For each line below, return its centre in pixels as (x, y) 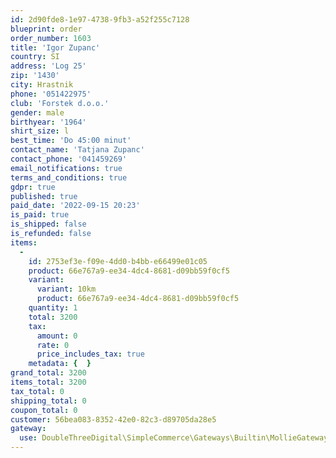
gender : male (37, 112)
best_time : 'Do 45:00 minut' (71, 141)
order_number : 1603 (51, 38)
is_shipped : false (48, 224)
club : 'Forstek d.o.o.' (60, 103)
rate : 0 (53, 345)
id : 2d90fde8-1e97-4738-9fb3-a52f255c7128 (100, 19)
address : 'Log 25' (48, 66)
